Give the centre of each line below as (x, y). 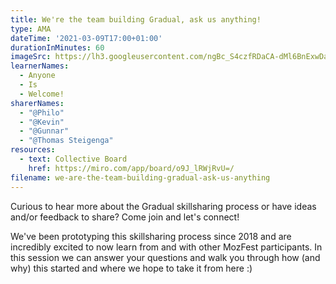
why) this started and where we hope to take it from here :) (131, 268)
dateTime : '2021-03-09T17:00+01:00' (86, 38)
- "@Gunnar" (44, 131)
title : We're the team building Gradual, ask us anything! (136, 19)
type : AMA (31, 29)
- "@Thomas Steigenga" (66, 141)
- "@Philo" (42, 112)
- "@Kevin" (42, 122)
